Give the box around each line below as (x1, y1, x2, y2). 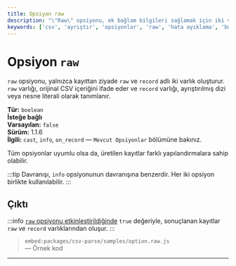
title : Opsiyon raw (7, 10, 65, 18)
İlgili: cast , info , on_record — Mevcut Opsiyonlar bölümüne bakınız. (7, 135, 202, 144)
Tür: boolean (7, 106, 44, 114)
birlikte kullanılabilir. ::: (7, 177, 72, 186)
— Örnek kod (24, 244, 63, 253)
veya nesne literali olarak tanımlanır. (7, 92, 111, 101)
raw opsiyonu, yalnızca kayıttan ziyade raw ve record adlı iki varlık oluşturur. (7, 77, 225, 85)
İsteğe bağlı (7, 113, 43, 122)
